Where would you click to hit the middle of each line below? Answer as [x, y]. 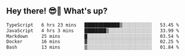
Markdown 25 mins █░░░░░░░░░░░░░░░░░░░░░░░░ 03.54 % [93, 36]
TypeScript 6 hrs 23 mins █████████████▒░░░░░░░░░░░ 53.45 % [93, 25]
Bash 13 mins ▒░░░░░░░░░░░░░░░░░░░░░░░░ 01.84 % [93, 48]
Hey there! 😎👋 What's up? [57, 11]
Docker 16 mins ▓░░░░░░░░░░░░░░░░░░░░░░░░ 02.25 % [93, 42]
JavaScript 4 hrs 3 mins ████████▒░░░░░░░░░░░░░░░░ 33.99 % [93, 31]
